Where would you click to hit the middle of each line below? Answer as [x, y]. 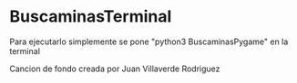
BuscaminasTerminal [91, 17]
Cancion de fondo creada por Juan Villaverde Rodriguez [115, 69]
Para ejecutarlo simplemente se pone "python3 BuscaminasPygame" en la [149, 41]
